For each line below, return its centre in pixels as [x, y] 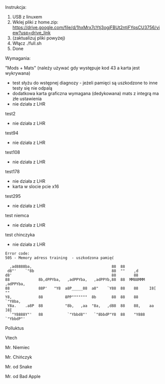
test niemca [17, 215]
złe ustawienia [27, 99]
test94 [12, 133]
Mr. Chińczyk [19, 357]
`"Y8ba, [13, 301]
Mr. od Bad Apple [23, 376]
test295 [13, 196]
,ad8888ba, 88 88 [67, 266]
